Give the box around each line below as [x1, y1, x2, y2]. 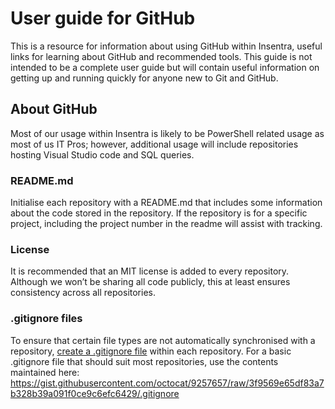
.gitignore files [10, 312, 83, 326]
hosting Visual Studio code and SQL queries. [10, 148, 195, 161]
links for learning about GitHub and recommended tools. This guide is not [10, 50, 313, 62]
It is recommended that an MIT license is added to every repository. [10, 265, 290, 277]
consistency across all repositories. [10, 287, 156, 299]
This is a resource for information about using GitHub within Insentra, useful [10, 40, 323, 52]
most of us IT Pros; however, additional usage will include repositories [10, 138, 299, 150]
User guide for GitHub [10, 7, 196, 30]
